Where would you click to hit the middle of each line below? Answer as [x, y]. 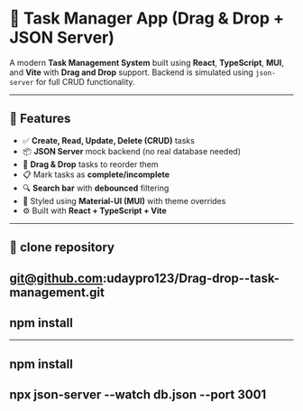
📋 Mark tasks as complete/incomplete [96, 174]
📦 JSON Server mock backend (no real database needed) [132, 151]
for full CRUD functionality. [85, 81]
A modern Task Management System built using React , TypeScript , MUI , [147, 62]
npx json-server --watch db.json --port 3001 [138, 395]
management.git [57, 292]
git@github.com [56, 278]
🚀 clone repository [62, 248]
